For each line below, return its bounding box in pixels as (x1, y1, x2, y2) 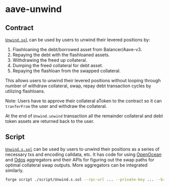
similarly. (5, 167, 24, 173)
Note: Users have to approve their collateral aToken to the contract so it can (5, 98, 162, 104)
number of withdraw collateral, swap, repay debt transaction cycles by (5, 83, 151, 89)
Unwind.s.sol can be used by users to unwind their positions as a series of (5, 146, 160, 152)
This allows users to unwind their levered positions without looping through (5, 78, 161, 83)
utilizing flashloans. (5, 88, 45, 94)
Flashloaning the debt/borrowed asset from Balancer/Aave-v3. (12, 47, 142, 52)
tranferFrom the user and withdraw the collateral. (5, 103, 107, 109)
